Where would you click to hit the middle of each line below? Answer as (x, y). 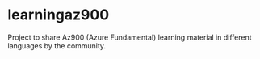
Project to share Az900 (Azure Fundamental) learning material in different (130, 37)
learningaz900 (59, 15)
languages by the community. (57, 45)
